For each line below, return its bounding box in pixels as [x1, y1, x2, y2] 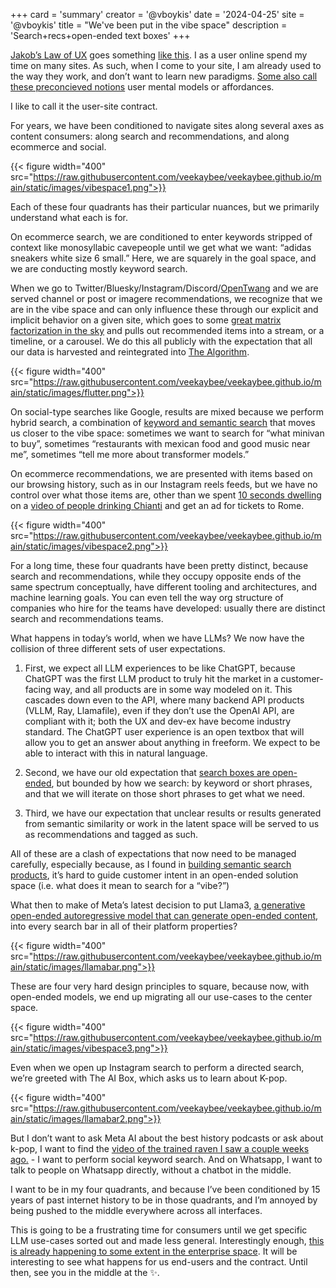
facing [24, 684, 52, 695]
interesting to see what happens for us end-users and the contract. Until [10, 1256, 308, 1268]
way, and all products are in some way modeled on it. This [53, 684, 293, 695]
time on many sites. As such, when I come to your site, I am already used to [10, 60, 322, 71]
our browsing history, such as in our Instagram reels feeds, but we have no [10, 479, 318, 490]
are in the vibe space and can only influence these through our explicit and [10, 304, 319, 315]
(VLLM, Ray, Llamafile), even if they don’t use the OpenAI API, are [24, 705, 295, 716]
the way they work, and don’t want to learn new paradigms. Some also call [10, 70, 318, 82]
